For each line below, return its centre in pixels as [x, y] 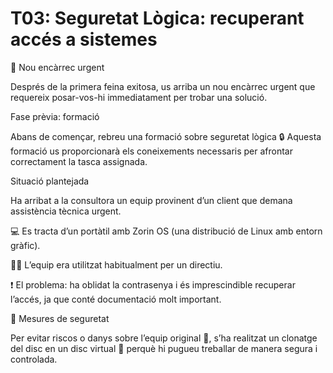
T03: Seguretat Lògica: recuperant [157, 18]
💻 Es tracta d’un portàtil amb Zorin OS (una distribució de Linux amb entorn [166, 231]
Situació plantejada [50, 181]
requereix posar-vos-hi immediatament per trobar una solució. [139, 97]
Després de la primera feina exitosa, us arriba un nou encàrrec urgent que [163, 86]
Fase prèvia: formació [55, 116]
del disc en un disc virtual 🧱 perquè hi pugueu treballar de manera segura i [164, 348]
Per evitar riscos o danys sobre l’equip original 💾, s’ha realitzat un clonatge [164, 338]
